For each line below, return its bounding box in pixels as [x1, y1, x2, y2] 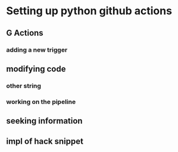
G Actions [6, 28, 43, 38]
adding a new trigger [6, 46, 68, 54]
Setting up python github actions [6, 4, 173, 18]
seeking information [6, 116, 83, 126]
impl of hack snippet [6, 136, 83, 146]
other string [6, 81, 42, 90]
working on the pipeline [6, 97, 76, 106]
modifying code [6, 64, 66, 74]
